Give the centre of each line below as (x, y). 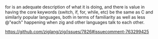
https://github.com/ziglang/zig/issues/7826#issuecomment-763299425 (77, 32)
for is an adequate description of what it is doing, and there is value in (75, 7)
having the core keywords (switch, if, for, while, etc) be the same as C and (79, 12)
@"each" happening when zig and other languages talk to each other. (75, 22)
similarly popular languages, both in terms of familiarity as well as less (75, 17)
